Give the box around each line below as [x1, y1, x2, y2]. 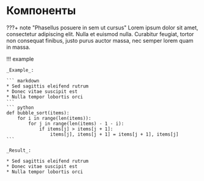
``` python [6, 105, 34, 111]
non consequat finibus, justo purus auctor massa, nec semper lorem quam [6, 37, 194, 44]
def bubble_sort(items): [6, 109, 70, 116]
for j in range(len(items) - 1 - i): [28, 120, 124, 127]
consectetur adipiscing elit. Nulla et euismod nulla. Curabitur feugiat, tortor [6, 30, 194, 37]
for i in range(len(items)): [17, 115, 92, 121]
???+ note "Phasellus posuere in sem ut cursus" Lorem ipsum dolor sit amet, [6, 24, 199, 31]
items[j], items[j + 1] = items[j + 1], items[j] [49, 131, 179, 138]
